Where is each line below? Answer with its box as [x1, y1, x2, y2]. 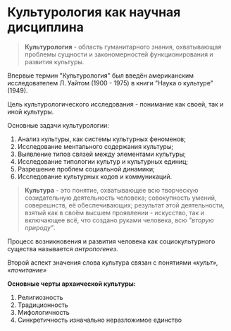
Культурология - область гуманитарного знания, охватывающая [24, 42, 222, 51]
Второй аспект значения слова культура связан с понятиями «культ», [7, 258, 218, 267]
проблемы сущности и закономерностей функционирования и [24, 50, 213, 59]
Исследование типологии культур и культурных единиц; [17, 157, 189, 166]
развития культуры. [24, 57, 85, 66]
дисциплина [7, 19, 85, 35]
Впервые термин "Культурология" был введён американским [7, 71, 194, 80]
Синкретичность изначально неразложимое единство [17, 315, 182, 324]
